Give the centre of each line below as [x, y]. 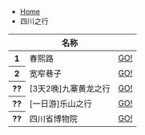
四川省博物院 [53, 119]
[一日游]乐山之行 [60, 104]
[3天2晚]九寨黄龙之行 [70, 89]
